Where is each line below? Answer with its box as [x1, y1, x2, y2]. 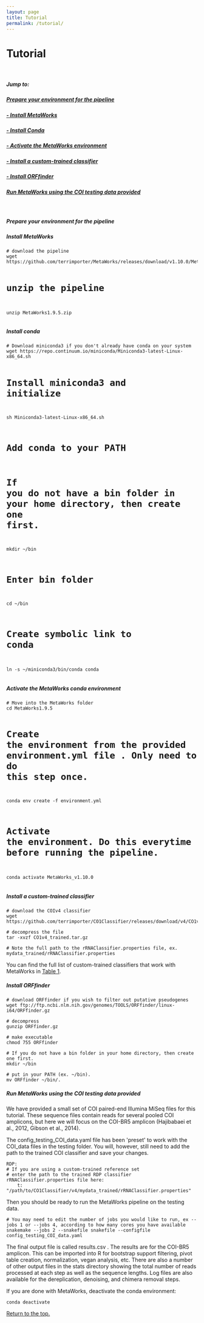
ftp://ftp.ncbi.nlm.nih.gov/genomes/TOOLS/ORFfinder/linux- [19, 1003, 175, 1009]
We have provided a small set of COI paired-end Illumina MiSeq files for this [6, 1105, 196, 1112]
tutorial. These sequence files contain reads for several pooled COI [6, 1112, 174, 1119]
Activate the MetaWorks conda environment [6, 685, 121, 692]
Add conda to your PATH [6, 442, 126, 454]
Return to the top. [6, 1310, 50, 1318]
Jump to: [6, 80, 30, 88]
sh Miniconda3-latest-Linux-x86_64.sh [6, 414, 104, 420]
